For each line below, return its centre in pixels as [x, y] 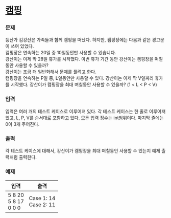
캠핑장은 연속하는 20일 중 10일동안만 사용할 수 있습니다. [61, 53]
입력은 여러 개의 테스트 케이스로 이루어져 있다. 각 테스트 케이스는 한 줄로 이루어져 [86, 111]
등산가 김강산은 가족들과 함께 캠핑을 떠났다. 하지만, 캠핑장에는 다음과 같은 [78, 40]
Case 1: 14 [42, 199]
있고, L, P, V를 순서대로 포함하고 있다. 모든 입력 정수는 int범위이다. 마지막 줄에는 [85, 118]
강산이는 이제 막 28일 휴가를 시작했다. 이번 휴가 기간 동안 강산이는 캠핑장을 [79, 59]
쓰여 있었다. [22, 46]
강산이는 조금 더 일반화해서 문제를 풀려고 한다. [51, 72]
